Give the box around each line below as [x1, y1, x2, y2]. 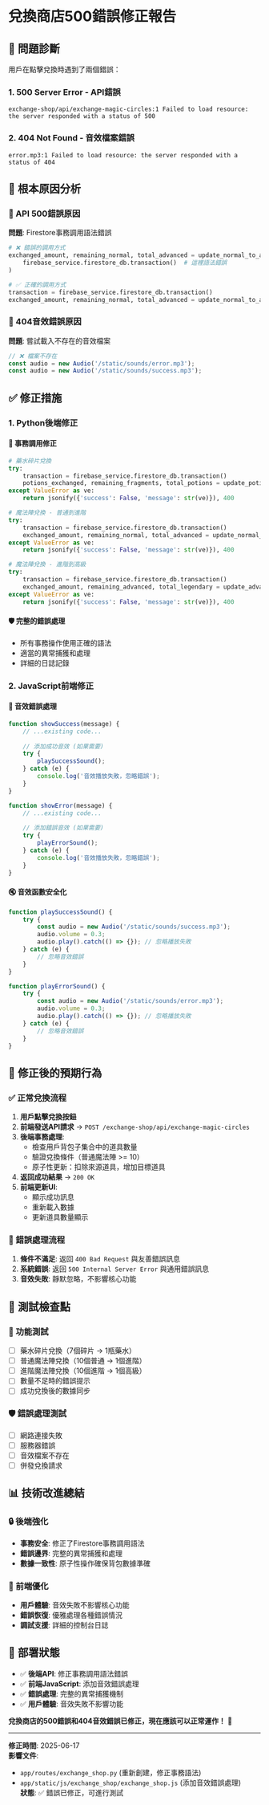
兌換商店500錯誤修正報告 [8, 7, 177, 26]
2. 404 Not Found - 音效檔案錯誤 [8, 132, 134, 144]
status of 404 [8, 158, 56, 166]
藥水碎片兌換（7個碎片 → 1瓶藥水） [19, 1346, 136, 1355]
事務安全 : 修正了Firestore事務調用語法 [19, 1538, 146, 1548]
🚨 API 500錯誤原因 [8, 208, 81, 219]
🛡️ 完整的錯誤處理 [8, 616, 66, 626]
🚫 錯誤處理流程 [8, 1234, 66, 1245]
